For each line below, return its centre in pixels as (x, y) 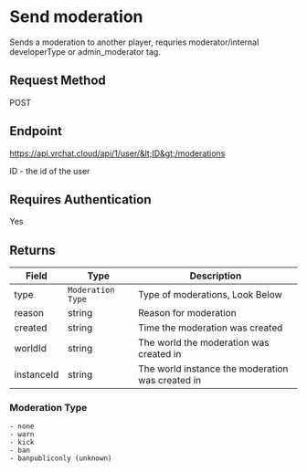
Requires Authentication (80, 199)
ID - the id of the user (50, 171)
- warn (22, 435)
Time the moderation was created (211, 328)
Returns (33, 250)
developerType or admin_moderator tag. (85, 51)
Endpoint (36, 131)
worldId (31, 349)
